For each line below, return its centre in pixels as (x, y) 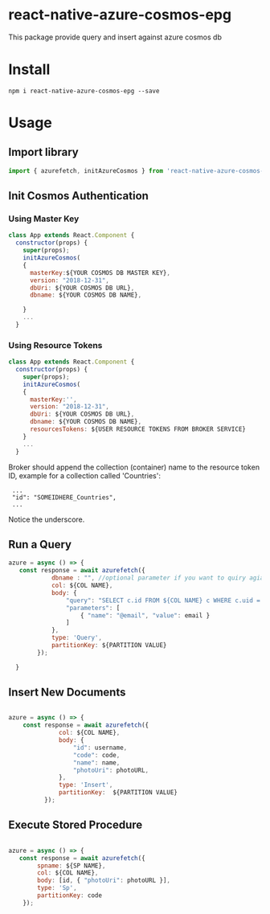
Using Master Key (44, 219)
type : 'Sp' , (57, 888)
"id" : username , (100, 748)
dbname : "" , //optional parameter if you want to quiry (149, 578)
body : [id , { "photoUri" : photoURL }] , (104, 881)
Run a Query (40, 545)
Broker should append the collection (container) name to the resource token (134, 467)
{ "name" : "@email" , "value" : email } (145, 615)
